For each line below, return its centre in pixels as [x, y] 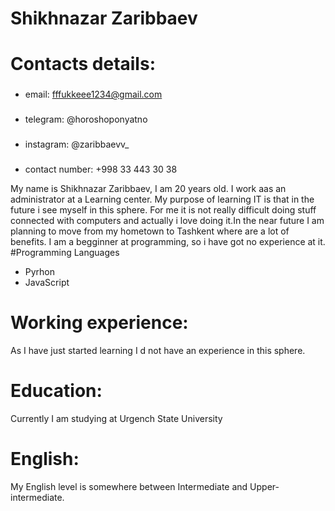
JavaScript [47, 283]
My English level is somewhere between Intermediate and [129, 486]
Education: [56, 391]
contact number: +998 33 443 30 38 [101, 169]
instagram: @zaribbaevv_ [77, 144]
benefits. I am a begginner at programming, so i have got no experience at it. [168, 242]
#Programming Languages [65, 253]
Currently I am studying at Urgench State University [116, 418]
